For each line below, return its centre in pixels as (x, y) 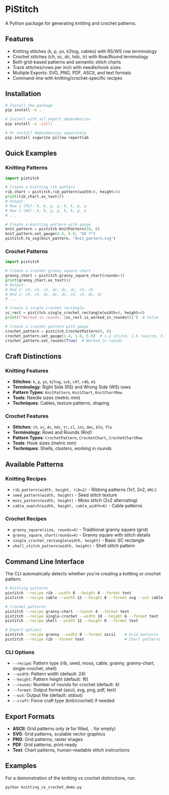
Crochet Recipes (26, 519)
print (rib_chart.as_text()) (35, 197)
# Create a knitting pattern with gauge (48, 224)
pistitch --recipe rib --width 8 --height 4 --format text (68, 593)
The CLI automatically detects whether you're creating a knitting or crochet (83, 574)
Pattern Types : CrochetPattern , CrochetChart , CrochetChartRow (77, 438)
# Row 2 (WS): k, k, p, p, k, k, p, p (46, 211)
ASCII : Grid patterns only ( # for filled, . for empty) (64, 728)
